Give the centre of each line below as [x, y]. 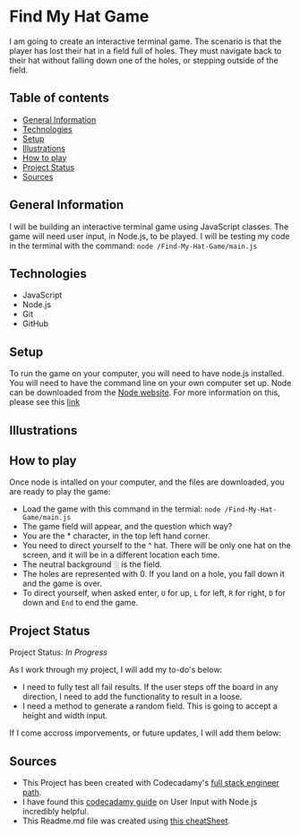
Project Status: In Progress [58, 652]
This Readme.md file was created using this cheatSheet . [126, 821]
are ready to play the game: [60, 492]
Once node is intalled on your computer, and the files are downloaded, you [147, 482]
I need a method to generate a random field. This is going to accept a [150, 706]
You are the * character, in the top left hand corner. [116, 536]
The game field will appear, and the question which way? [127, 527]
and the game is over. [62, 583]
